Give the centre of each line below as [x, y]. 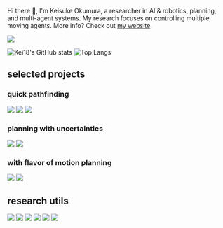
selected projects [46, 74]
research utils [38, 200]
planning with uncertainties [55, 128]
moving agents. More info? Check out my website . [80, 26]
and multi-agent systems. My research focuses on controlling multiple [108, 18]
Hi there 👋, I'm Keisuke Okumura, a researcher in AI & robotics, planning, [112, 11]
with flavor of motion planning [60, 162]
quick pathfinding [38, 94]
